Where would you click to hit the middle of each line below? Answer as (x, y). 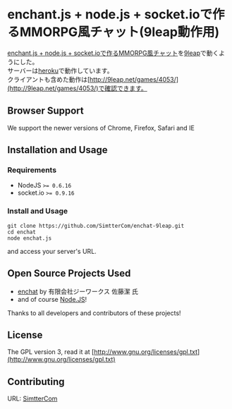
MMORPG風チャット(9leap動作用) (120, 32)
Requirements (32, 170)
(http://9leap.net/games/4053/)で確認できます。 (78, 88)
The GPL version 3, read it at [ (51, 352)
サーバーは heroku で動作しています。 (60, 71)
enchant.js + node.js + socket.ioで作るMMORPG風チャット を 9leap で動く (113, 53)
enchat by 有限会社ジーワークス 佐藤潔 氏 (78, 291)
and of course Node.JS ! (52, 299)
